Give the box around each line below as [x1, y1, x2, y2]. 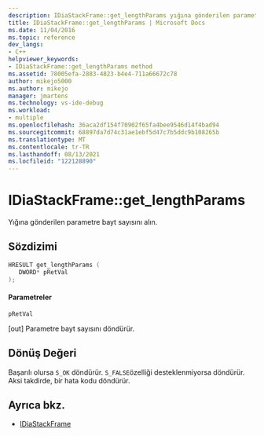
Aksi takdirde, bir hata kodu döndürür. [8, 376, 131, 385]
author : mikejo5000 [8, 77, 72, 85]
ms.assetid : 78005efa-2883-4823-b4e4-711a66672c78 [8, 70, 178, 78]
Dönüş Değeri [8, 346, 77, 360]
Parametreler [8, 292, 53, 302]
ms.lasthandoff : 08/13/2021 [8, 150, 101, 158]
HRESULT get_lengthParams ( [8, 261, 101, 269]
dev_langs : [8, 41, 44, 49]
